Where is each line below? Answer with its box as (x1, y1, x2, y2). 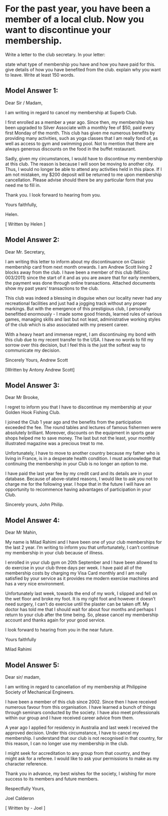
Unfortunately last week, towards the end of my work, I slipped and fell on (5, 590, 157, 596)
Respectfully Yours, (5, 785, 45, 791)
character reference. (5, 761, 47, 767)
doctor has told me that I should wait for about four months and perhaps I (5, 606, 156, 613)
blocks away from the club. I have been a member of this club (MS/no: (5, 269, 150, 275)
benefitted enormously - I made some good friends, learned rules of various (5, 311, 162, 317)
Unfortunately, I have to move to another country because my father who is (5, 450, 160, 456)
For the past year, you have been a (5, 3, 151, 15)
